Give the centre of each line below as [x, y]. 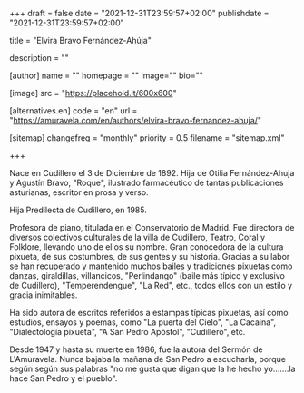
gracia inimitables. [44, 295]
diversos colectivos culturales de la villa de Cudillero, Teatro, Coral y [137, 237]
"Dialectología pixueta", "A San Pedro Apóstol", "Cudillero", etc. [127, 332]
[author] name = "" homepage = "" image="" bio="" [107, 75]
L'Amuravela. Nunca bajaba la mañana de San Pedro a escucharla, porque [147, 359]
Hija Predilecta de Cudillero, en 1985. [78, 210]
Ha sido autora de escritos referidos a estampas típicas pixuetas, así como [149, 313]
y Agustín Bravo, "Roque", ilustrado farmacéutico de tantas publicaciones [147, 182]
